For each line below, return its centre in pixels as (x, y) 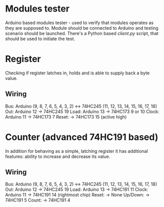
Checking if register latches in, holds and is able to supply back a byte (77, 73)
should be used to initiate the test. (40, 39)
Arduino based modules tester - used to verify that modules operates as (79, 23)
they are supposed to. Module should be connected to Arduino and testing (82, 28)
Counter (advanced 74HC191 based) (82, 137)
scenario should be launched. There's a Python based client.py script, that (82, 33)
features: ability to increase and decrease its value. (58, 156)
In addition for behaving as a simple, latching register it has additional (77, 151)
